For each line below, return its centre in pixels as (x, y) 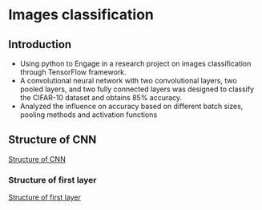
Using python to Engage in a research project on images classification (135, 63)
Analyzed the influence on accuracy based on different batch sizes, (131, 106)
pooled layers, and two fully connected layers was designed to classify (137, 89)
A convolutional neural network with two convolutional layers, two (129, 81)
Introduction (40, 44)
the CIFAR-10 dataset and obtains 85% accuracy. (101, 97)
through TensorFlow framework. (73, 72)
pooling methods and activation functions (89, 115)
